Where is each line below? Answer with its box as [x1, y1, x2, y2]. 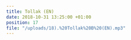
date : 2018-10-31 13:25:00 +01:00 [6, 14, 92, 20]
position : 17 [6, 19, 39, 25]
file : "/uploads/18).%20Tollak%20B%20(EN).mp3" [6, 25, 126, 31]
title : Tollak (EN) [6, 8, 55, 15]
